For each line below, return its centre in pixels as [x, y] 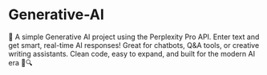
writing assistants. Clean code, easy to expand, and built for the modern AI [131, 53]
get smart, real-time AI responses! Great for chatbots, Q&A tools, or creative [134, 45]
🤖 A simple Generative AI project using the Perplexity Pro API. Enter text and [134, 37]
